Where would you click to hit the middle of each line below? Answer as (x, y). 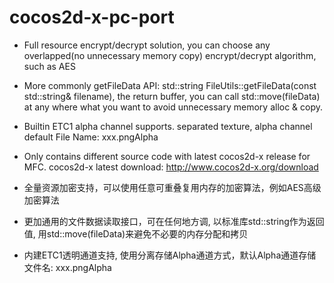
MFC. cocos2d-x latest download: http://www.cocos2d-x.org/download (171, 167)
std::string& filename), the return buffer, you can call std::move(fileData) (172, 96)
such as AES (49, 66)
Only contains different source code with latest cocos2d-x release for (167, 156)
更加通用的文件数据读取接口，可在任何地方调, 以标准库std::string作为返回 (174, 221)
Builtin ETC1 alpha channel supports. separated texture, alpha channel (168, 126)
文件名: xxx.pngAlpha (67, 267)
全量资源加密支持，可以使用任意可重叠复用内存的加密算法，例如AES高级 (172, 187)
